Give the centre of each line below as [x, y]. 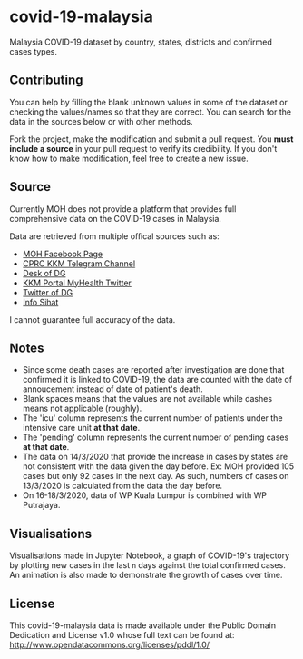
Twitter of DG [48, 292]
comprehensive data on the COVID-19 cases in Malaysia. [116, 218]
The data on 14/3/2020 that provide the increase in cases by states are [155, 457]
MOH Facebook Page [62, 254]
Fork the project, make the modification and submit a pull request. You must [151, 139]
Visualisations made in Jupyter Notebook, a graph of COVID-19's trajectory [150, 555]
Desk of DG [44, 273]
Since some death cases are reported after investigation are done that [153, 370]
